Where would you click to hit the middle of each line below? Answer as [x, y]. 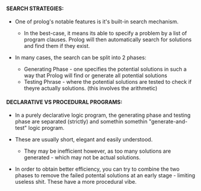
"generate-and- [168, 122]
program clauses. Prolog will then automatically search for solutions [108, 40]
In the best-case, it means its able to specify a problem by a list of [105, 34]
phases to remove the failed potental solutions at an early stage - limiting [105, 175]
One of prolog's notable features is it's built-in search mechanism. [97, 22]
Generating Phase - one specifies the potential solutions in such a [105, 69]
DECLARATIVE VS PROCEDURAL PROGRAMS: [64, 102]
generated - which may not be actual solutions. [82, 157]
